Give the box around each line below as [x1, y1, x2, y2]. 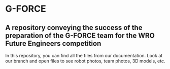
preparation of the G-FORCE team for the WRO [5, 31, 155, 40]
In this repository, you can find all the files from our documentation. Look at [5, 53, 163, 58]
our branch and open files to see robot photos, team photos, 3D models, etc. [5, 58, 166, 64]
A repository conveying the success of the [5, 23, 143, 32]
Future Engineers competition [5, 39, 101, 48]
